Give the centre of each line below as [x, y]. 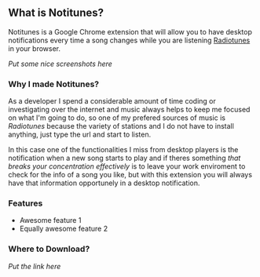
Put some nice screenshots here [60, 64]
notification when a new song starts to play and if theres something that [125, 158]
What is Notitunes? [56, 13]
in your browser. [35, 48]
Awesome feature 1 [50, 221]
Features [26, 203]
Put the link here [35, 266]
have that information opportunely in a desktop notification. [104, 183]
